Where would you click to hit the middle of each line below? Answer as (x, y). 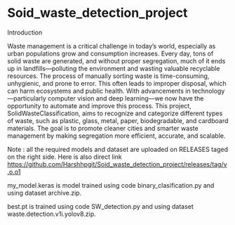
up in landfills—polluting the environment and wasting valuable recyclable (114, 68)
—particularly (27, 98)
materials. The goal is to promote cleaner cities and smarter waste (103, 128)
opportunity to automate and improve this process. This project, (99, 105)
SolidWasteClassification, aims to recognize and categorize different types (115, 113)
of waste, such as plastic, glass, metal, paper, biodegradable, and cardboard (118, 120)
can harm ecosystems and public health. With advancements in (99, 91)
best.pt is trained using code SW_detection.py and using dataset (101, 206)
